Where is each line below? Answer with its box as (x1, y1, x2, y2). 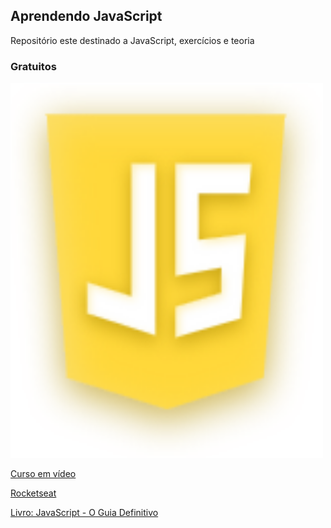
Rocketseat (10, 487, 57, 499)
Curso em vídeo (10, 468, 77, 480)
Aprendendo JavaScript (10, 8, 163, 25)
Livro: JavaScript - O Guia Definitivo (10, 507, 159, 519)
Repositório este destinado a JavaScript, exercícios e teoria (10, 34, 255, 46)
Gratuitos (10, 59, 57, 73)
